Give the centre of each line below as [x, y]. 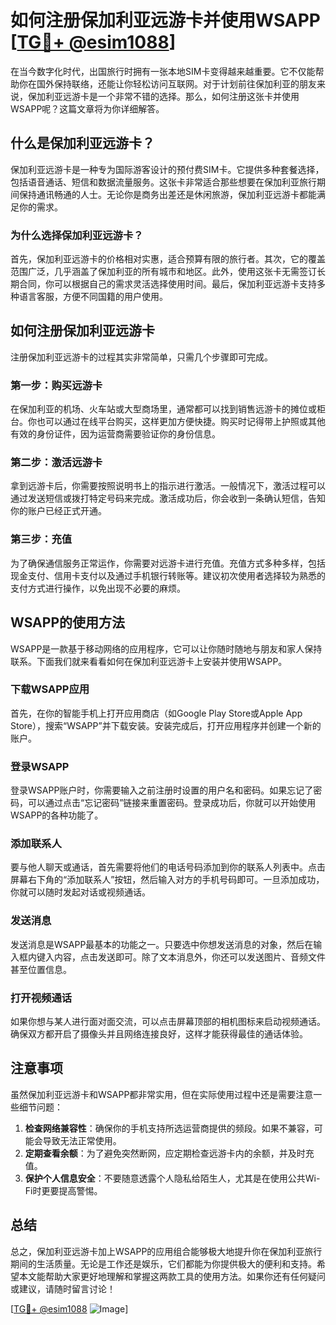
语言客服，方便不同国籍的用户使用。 [93, 297]
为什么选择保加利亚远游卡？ [77, 235]
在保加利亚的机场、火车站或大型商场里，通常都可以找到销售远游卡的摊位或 [163, 409]
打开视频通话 [41, 998]
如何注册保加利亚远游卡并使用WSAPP [165, 20]
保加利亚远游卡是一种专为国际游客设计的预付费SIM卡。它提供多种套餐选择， [167, 169]
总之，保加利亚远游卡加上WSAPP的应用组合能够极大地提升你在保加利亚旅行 [166, 1251]
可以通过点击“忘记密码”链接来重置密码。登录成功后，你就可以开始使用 [172, 803]
